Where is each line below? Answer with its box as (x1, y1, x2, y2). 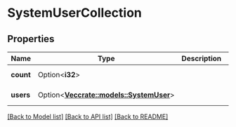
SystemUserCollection (7, 5, 143, 21)
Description (181, 54, 222, 63)
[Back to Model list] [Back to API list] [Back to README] (7, 112, 169, 121)
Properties (7, 33, 55, 45)
